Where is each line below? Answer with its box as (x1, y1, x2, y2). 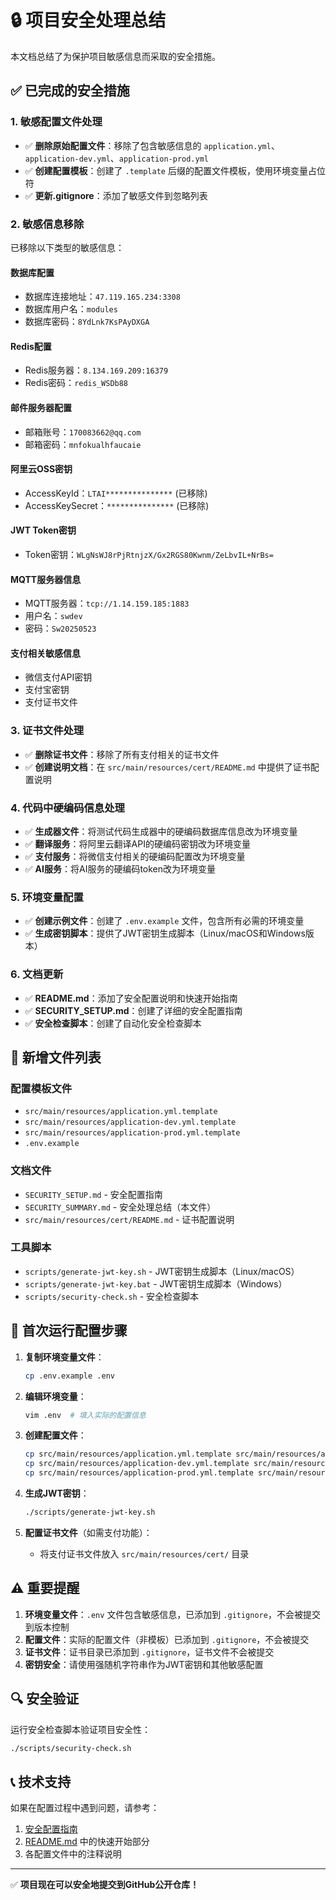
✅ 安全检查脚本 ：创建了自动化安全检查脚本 (24, 1017, 202, 1029)
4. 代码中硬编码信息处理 (10, 801, 125, 815)
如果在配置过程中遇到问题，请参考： (10, 1802, 160, 1814)
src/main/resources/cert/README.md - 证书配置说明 (24, 1213, 235, 1225)
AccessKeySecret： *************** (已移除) (24, 499, 210, 511)
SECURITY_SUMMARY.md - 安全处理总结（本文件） (24, 1201, 217, 1213)
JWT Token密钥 (10, 524, 77, 536)
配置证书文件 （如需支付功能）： (24, 1526, 153, 1538)
